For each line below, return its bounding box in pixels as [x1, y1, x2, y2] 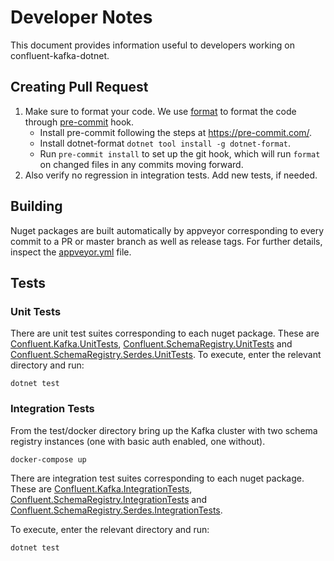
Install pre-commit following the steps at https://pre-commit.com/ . [39, 126, 313, 138]
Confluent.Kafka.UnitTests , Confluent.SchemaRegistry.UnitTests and [10, 338, 293, 350]
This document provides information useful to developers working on [10, 39, 295, 51]
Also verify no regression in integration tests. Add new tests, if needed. [24, 169, 318, 181]
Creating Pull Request [10, 79, 149, 96]
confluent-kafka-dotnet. [10, 49, 110, 61]
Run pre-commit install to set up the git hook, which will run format [39, 147, 321, 160]
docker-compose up [10, 454, 87, 465]
